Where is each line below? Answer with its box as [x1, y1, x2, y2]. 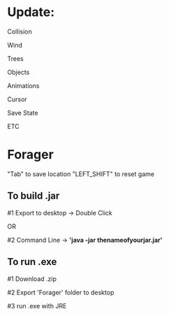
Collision [7, 27, 33, 36]
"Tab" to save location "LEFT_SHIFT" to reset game [7, 169, 155, 178]
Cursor [7, 95, 27, 103]
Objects [7, 68, 30, 76]
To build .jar [7, 190, 60, 202]
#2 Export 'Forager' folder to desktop [7, 288, 115, 296]
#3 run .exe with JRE [7, 301, 67, 310]
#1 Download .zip [7, 274, 57, 283]
